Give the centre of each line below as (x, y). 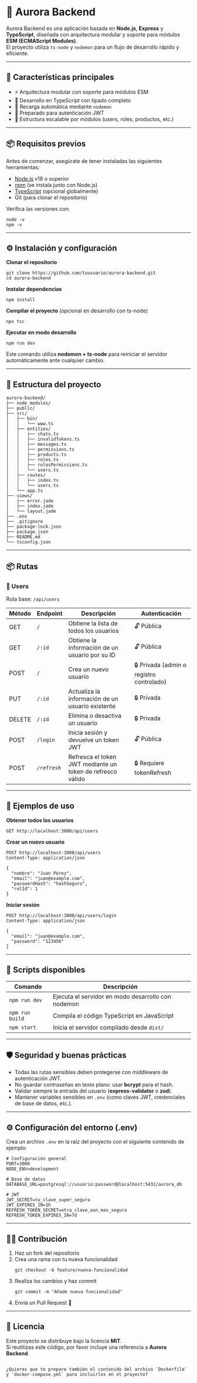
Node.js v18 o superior (42, 178)
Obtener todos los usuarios (40, 820)
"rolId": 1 (25, 889)
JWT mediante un (93, 764)
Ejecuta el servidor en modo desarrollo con (112, 997)
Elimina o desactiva (95, 715)
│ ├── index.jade (30, 506)
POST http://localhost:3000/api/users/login (61, 915)
